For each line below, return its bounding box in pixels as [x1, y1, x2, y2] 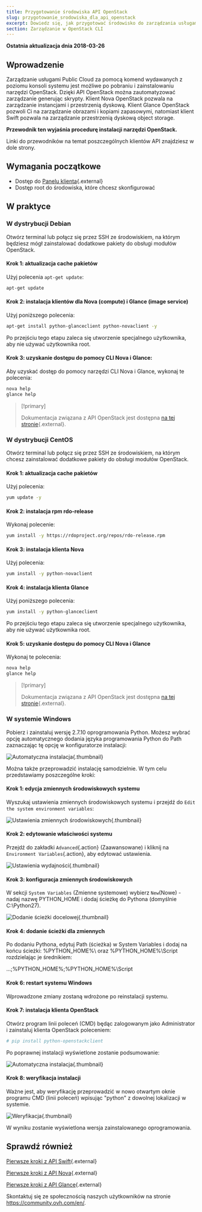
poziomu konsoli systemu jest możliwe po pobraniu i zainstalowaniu [6, 82, 174, 89]
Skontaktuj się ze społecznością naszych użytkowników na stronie [6, 1193, 171, 1200]
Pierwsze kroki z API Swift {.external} [6, 1157, 97, 1165]
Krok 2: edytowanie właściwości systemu [6, 831, 112, 838]
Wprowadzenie [6, 60, 64, 70]
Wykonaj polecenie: [6, 521, 55, 528]
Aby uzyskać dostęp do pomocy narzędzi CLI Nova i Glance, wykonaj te [6, 368, 185, 375]
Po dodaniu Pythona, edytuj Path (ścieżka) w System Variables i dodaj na [6, 941, 188, 948]
